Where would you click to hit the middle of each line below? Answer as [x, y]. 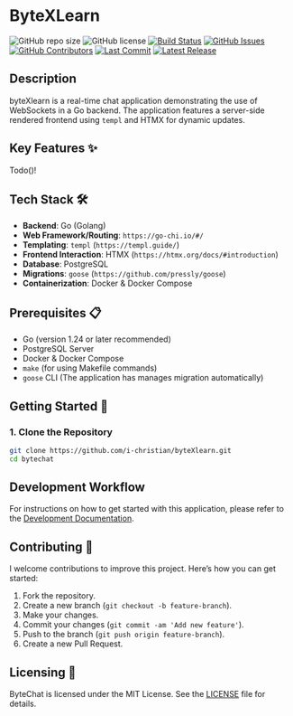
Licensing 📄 [43, 672]
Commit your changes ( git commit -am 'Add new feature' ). [133, 625]
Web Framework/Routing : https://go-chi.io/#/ [113, 235]
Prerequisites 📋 [55, 313]
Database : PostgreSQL [65, 264]
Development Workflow [78, 488]
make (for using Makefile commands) [90, 368]
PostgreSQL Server [58, 349]
